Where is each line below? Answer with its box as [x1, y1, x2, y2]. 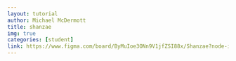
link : [7, 43, 23, 50]
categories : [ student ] [7, 36, 74, 43]
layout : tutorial [7, 10, 58, 18]
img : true [7, 29, 37, 37]
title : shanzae [7, 23, 52, 30]
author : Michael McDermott [7, 17, 86, 24]
